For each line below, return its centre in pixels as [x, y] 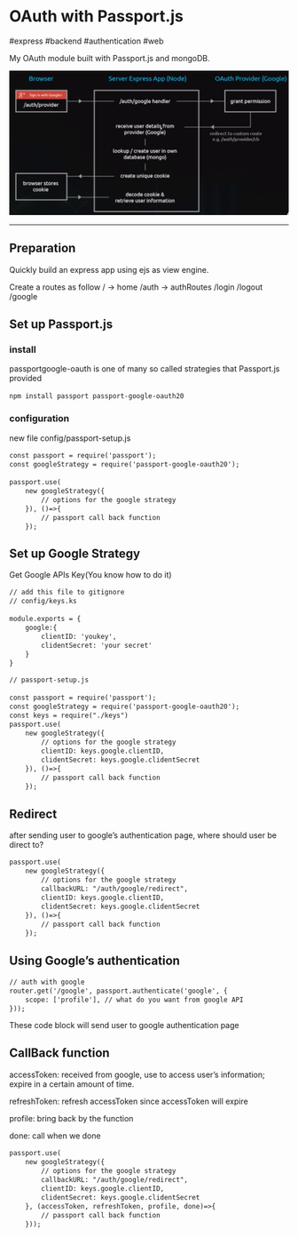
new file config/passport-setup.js [70, 438]
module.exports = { [45, 619]
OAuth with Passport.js [96, 16]
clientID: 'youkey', [79, 637]
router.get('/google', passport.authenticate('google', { [118, 991]
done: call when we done [55, 1136]
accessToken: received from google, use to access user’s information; [137, 1074]
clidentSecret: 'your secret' [97, 646]
